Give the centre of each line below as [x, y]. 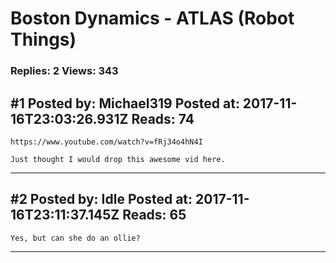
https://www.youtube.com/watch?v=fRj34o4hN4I [106, 142]
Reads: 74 [163, 118]
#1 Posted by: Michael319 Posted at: [125, 103]
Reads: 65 [154, 215]
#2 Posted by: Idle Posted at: [101, 199]
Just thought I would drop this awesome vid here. [118, 159]
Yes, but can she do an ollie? [75, 238]
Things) [43, 39]
